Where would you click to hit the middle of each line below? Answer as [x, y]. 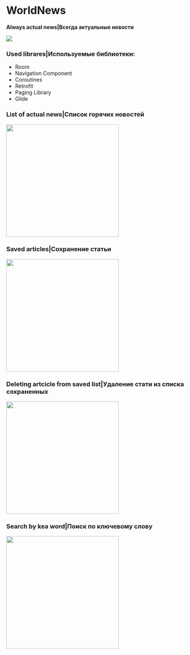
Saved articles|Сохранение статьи [59, 249]
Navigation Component [43, 73]
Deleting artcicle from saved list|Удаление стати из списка [95, 384]
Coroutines [28, 80]
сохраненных [27, 391]
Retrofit [24, 86]
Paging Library [33, 92]
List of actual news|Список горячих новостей [75, 115]
